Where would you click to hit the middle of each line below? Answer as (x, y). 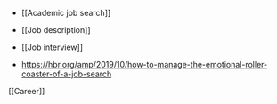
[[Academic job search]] (66, 13)
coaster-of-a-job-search (66, 74)
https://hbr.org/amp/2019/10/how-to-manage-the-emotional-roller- (144, 64)
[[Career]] (27, 91)
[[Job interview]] (52, 47)
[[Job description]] (56, 30)
